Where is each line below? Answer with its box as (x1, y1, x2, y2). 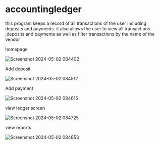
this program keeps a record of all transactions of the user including (5, 20, 146, 26)
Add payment (5, 85, 34, 91)
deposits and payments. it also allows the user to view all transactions (5, 25, 150, 31)
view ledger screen (5, 105, 45, 111)
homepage (5, 46, 28, 52)
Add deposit (5, 66, 31, 72)
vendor (5, 36, 20, 42)
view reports (5, 124, 32, 130)
